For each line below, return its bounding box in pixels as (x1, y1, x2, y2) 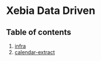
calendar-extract (14, 49, 55, 56)
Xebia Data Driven (6, 4, 96, 17)
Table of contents (6, 27, 71, 37)
